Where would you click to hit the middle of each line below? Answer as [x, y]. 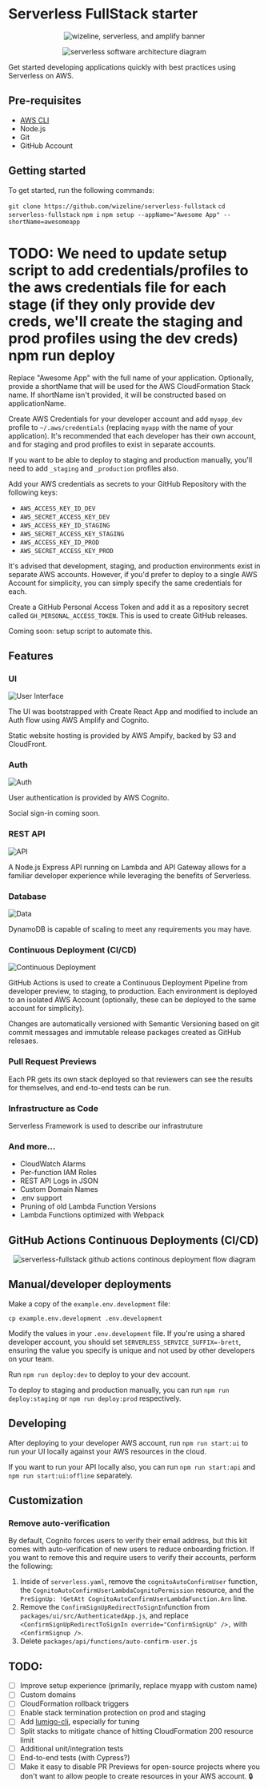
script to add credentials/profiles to [128, 270]
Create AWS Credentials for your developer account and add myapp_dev [125, 419]
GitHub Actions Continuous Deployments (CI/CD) [134, 1240]
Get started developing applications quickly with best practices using [122, 67]
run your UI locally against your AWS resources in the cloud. [107, 1451]
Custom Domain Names [59, 1189]
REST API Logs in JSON [59, 1181]
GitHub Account [46, 146]
